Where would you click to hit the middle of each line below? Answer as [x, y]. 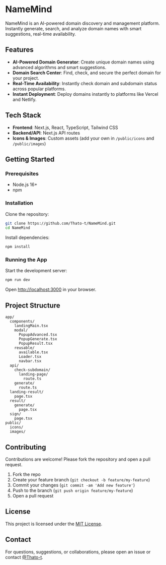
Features [19, 50]
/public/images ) [29, 143]
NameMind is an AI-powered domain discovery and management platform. [82, 23]
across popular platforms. [39, 89]
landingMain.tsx [31, 326]
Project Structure [33, 305]
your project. [26, 78]
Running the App [26, 260]
